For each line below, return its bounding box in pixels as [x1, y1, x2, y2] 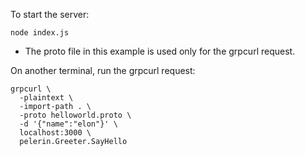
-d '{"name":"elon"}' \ [19, 119, 118, 129]
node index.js [10, 28, 70, 38]
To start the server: [10, 9, 90, 20]
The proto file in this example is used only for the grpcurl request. [24, 45, 296, 57]
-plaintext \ [19, 93, 74, 103]
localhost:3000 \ [19, 128, 92, 138]
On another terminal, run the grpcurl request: [10, 65, 196, 76]
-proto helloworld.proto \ [19, 110, 132, 120]
